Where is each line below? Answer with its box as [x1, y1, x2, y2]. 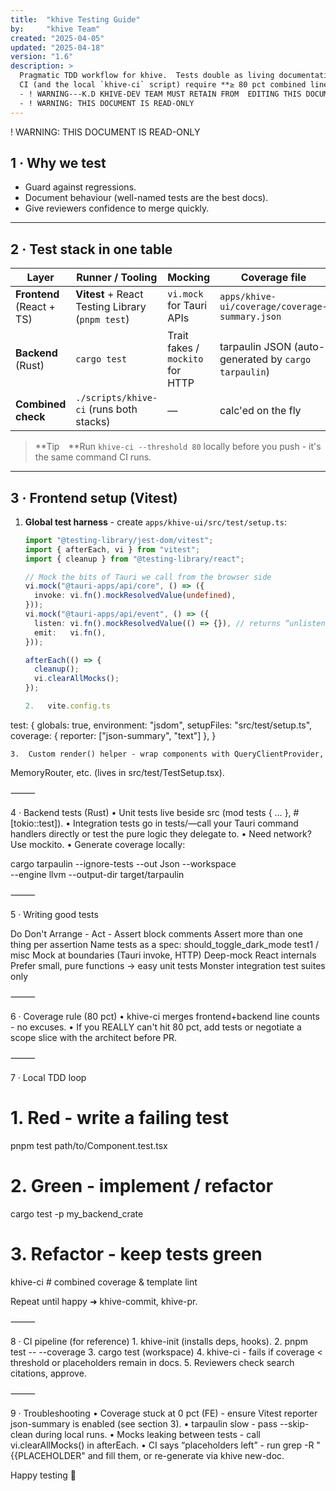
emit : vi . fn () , [34, 627, 107, 638]
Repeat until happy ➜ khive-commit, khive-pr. [10, 1295, 198, 1307]
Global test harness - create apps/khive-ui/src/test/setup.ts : [24, 516, 287, 528]
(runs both [88, 402, 138, 416]
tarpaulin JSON [219, 340, 292, 354]
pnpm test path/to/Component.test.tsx [10, 1139, 168, 1151]
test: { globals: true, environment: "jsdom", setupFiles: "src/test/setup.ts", [10, 719, 313, 731]
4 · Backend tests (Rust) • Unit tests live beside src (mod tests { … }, [10, 806, 292, 818]
